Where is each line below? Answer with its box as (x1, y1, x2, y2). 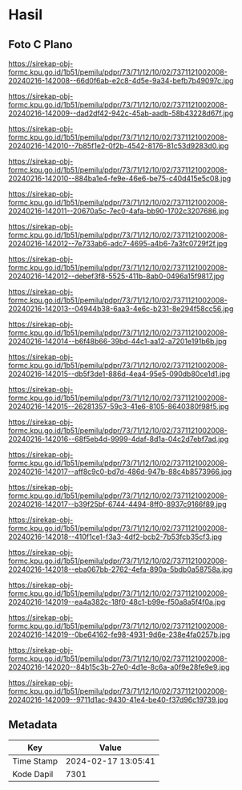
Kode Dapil (12, 768, 54, 780)
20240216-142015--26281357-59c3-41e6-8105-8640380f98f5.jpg (8, 402, 230, 411)
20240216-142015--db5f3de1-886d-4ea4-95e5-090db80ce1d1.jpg (8, 369, 231, 379)
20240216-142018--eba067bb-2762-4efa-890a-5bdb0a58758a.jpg (8, 565, 233, 574)
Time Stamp (12, 756, 58, 767)
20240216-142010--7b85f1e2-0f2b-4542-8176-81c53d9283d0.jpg (8, 141, 229, 150)
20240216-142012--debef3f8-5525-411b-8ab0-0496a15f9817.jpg (8, 271, 224, 281)
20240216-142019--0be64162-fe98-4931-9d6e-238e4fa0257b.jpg (8, 630, 231, 639)
